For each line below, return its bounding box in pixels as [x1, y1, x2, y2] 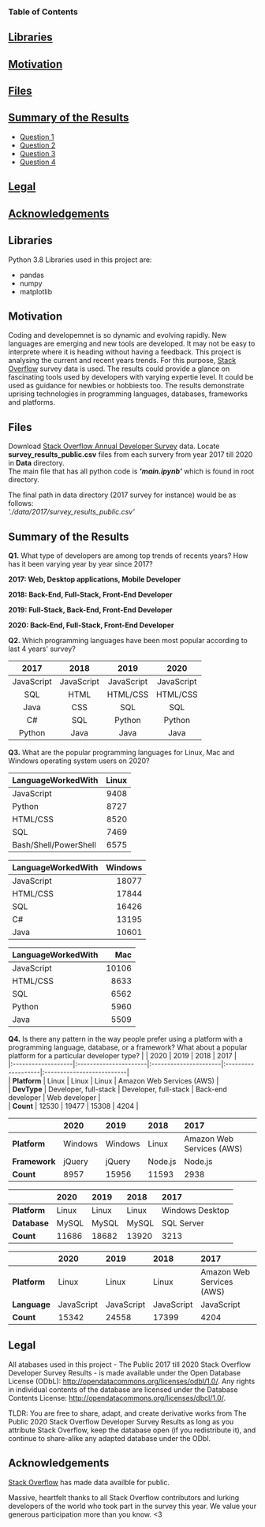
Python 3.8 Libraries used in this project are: [8, 255, 152, 264]
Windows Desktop [161, 1204, 230, 1215]
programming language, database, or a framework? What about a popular [8, 1042, 248, 1052]
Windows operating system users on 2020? [8, 756, 150, 765]
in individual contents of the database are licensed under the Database [8, 1384, 238, 1394]
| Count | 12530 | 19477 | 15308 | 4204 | [8, 1101, 139, 1110]
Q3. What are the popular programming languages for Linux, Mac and [8, 747, 235, 757]
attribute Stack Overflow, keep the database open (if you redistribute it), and [8, 1425, 256, 1435]
